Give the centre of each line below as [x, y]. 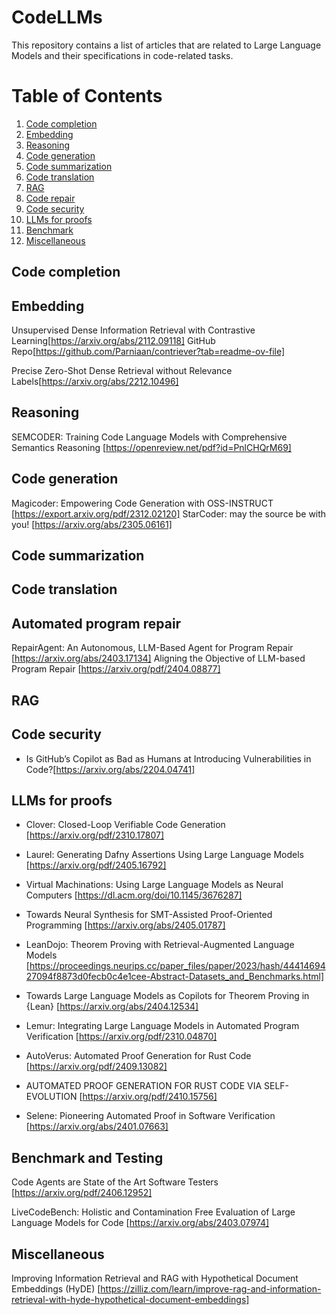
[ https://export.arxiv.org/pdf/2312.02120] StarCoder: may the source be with [169, 513]
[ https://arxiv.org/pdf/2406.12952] [82, 1193]
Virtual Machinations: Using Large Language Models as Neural [154, 885]
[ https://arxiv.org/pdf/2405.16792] [96, 865]
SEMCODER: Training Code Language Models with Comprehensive [149, 437]
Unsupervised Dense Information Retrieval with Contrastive [133, 330]
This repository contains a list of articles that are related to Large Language [166, 45]
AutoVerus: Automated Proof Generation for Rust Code [138, 1056]
